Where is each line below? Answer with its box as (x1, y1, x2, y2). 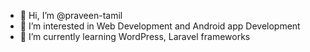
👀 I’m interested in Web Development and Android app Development (19, 20, 301, 32)
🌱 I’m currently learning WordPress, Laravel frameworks (19, 31, 251, 42)
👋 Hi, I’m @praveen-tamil (19, 10, 123, 21)
